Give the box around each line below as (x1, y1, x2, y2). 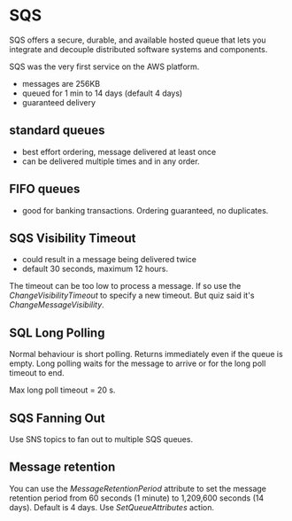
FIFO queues (9, 182, 81, 197)
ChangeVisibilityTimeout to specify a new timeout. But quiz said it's (9, 290, 255, 301)
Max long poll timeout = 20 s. (9, 385, 116, 395)
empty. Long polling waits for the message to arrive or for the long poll (9, 358, 266, 369)
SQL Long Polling (9, 325, 105, 340)
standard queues (9, 123, 105, 138)
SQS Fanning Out (9, 410, 106, 425)
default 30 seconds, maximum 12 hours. (21, 263, 169, 275)
